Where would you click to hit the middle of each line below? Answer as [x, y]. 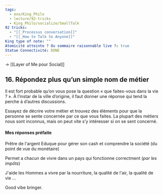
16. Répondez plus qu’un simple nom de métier [77, 79]
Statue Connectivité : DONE [32, 50]
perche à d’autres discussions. [36, 102]
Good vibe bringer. [24, 187]
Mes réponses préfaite [28, 133]
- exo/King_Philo [27, 14]
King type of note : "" [28, 41]
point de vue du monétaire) [32, 149]
